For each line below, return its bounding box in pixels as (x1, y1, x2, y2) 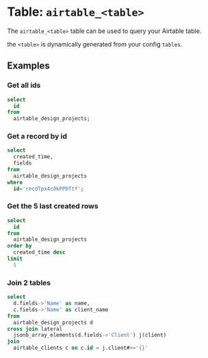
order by (7, 243, 32, 250)
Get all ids (7, 80, 41, 90)
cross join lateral (7, 325, 63, 333)
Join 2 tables (7, 278, 51, 287)
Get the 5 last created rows (7, 202, 99, 211)
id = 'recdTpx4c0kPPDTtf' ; (13, 185, 84, 192)
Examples (7, 60, 50, 72)
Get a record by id (7, 132, 67, 141)
